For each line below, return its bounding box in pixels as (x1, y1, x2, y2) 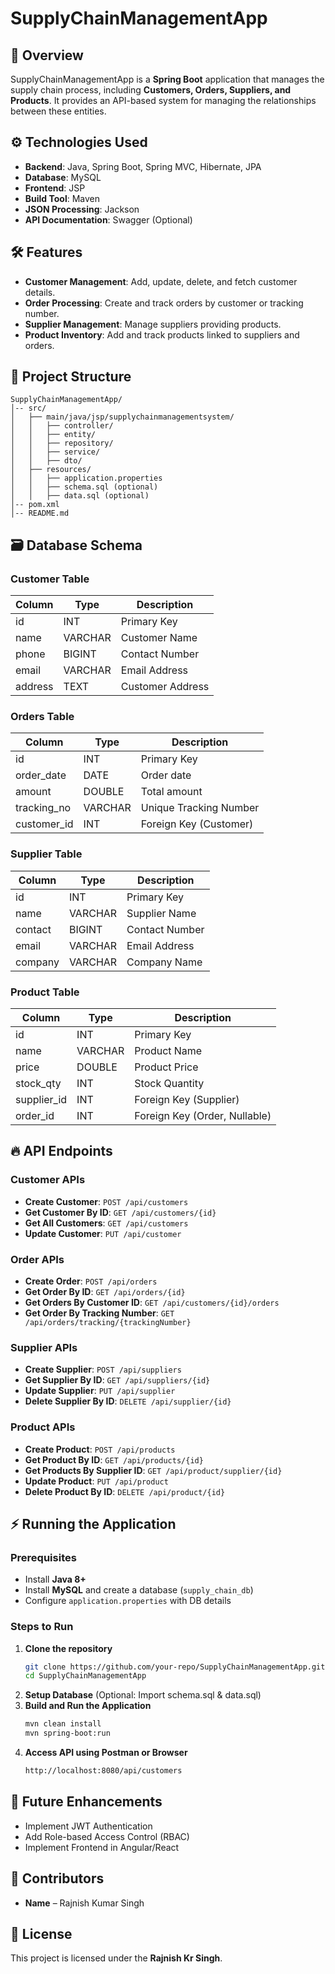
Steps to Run (10, 1620, 74, 1634)
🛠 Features (10, 244, 83, 261)
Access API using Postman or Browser (24, 1747, 188, 1759)
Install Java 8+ (24, 1573, 87, 1586)
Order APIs (10, 1252, 65, 1266)
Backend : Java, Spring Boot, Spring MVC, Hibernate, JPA (24, 160, 262, 172)
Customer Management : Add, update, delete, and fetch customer (24, 275, 298, 287)
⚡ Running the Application (10, 1515, 177, 1532)
